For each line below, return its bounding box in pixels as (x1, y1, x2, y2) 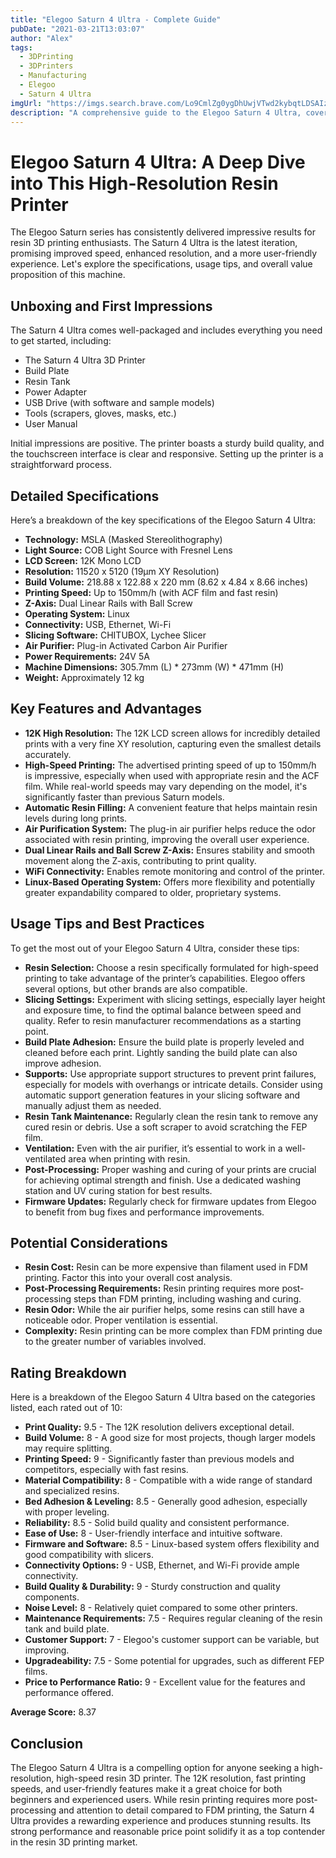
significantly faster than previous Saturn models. (24, 791, 225, 803)
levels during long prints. (24, 812, 128, 824)
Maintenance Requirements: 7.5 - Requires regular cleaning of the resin (24, 1612, 323, 1625)
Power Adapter (24, 386, 87, 398)
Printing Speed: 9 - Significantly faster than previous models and (24, 1453, 295, 1465)
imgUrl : (10, 98, 43, 108)
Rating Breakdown (10, 1364, 127, 1381)
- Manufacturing (19, 71, 87, 81)
